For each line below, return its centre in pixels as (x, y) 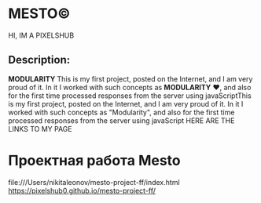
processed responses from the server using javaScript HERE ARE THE (121, 120)
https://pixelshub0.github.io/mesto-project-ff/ (82, 190)
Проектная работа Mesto (94, 160)
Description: (39, 60)
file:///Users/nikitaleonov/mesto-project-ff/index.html (94, 182)
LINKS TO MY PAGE (40, 129)
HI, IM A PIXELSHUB (41, 35)
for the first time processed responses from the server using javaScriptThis (130, 96)
